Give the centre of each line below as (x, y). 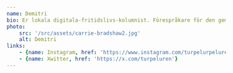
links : (16, 46)
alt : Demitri (38, 40)
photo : (16, 26)
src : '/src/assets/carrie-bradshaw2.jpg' (80, 33)
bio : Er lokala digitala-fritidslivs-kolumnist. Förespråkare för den (111, 20)
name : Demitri (27, 14)
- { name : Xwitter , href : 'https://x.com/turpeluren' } (98, 59)
